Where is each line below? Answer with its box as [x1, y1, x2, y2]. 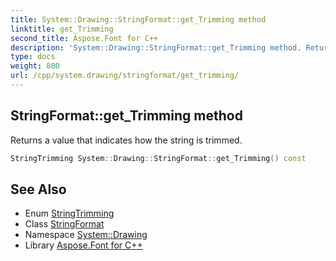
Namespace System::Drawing [24, 229, 148, 241]
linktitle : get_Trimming [10, 24, 114, 34]
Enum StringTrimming [24, 207, 115, 220]
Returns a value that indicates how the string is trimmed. [10, 134, 243, 146]
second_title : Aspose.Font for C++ [10, 33, 159, 43]
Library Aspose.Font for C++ [24, 239, 143, 251]
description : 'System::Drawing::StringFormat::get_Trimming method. [10, 42, 302, 53]
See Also [10, 181, 67, 198]
